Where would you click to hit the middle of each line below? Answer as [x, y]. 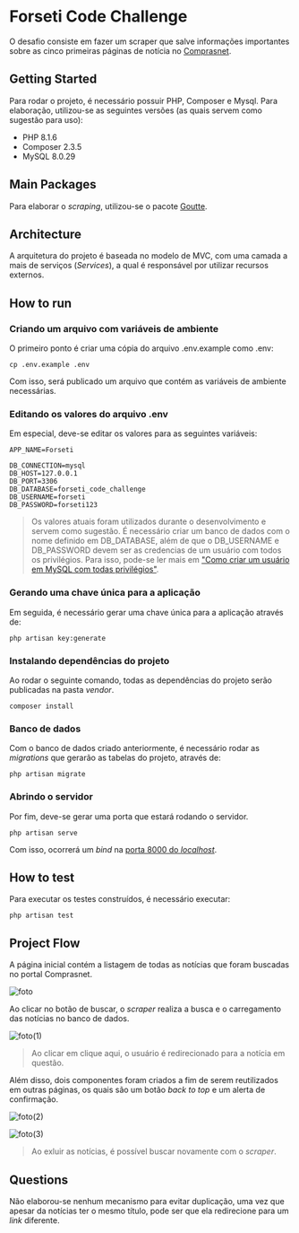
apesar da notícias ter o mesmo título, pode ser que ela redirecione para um [149, 1211]
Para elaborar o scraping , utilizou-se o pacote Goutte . [108, 206]
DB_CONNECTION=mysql [48, 466]
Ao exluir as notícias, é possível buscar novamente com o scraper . [154, 1151]
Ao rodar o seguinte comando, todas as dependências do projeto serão [141, 680]
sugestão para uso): [46, 119]
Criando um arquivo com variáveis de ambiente [114, 328]
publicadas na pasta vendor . [62, 689]
